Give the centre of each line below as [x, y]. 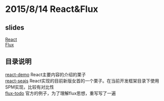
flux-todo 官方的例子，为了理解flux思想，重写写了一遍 [61, 93]
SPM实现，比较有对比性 [30, 87]
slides [15, 28]
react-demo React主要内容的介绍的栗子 [46, 74]
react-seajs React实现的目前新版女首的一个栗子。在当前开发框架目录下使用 [82, 81]
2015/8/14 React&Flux [52, 9]
